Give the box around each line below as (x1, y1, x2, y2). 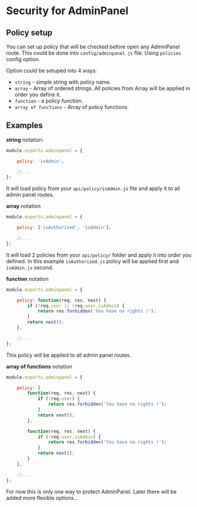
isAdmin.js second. (6, 264, 54, 271)
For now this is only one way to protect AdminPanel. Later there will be (6, 488, 177, 495)
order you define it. (14, 91, 62, 98)
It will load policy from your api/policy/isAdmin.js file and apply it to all (6, 185, 181, 192)
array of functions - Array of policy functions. (14, 104, 129, 110)
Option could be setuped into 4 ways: (6, 67, 97, 74)
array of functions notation (6, 363, 72, 370)
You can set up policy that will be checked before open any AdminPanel (6, 43, 181, 50)
